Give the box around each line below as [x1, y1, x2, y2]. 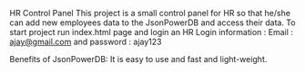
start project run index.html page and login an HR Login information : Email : [9, 27, 294, 37]
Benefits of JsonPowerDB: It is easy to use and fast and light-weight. [9, 54, 268, 64]
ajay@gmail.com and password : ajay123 [9, 36, 162, 47]
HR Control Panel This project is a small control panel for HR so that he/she [9, 8, 291, 18]
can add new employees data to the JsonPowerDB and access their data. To [9, 17, 296, 28]
